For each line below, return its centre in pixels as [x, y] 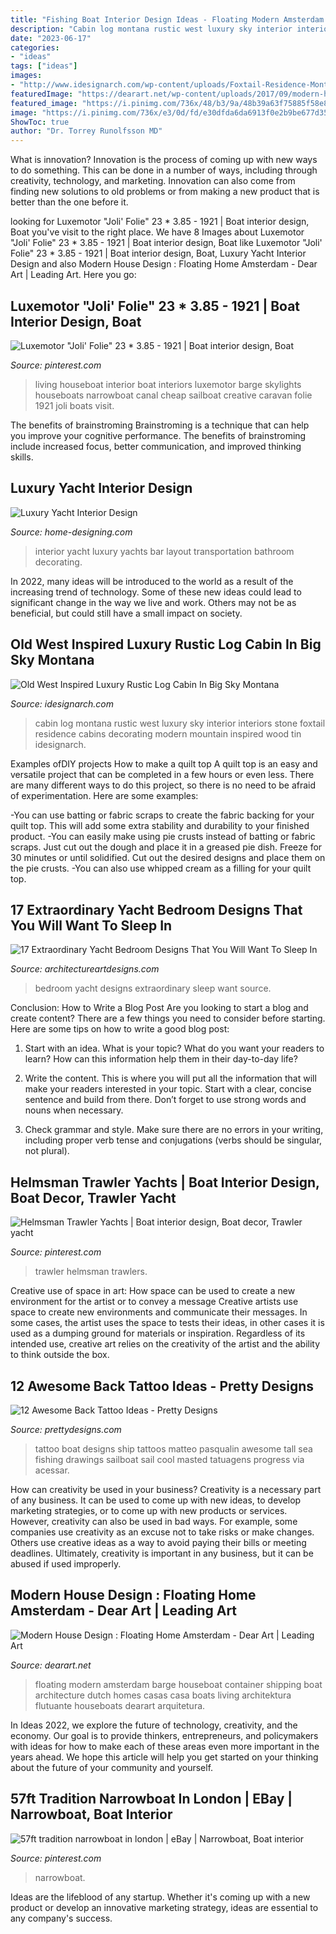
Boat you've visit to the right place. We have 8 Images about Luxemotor [157, 232]
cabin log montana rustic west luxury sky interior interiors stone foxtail [180, 723]
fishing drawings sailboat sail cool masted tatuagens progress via [169, 1459]
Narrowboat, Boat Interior [91, 1814]
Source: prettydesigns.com [66, 1429]
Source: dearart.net [51, 1665]
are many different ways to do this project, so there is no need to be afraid [163, 785]
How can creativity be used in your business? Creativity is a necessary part [166, 1489]
